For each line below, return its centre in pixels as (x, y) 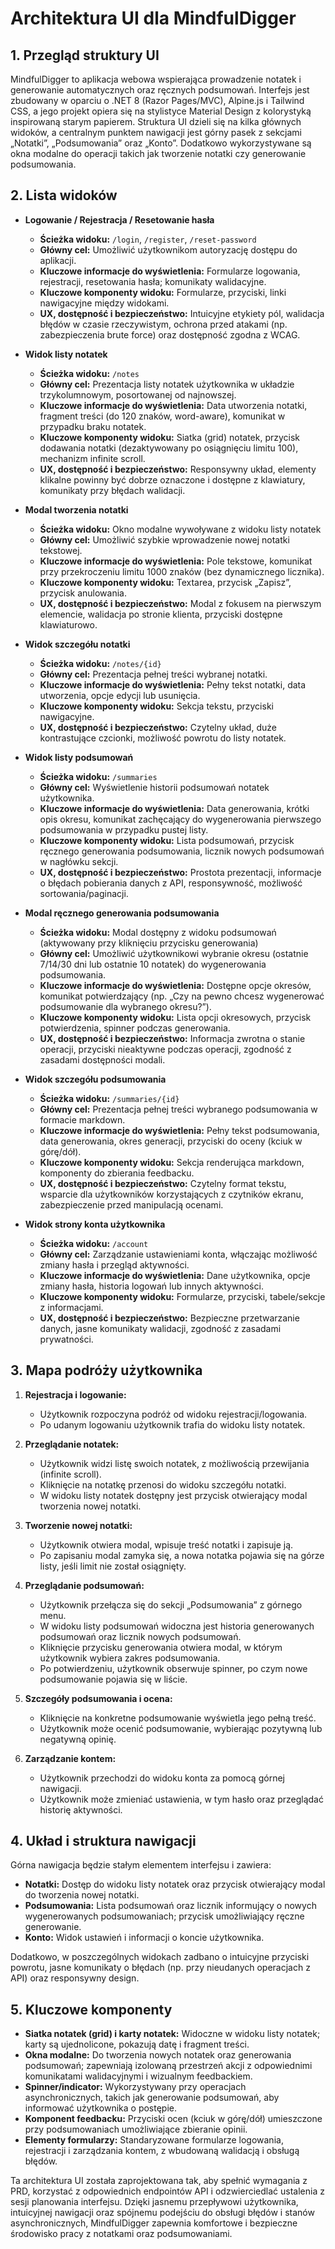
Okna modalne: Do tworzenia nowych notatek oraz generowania (158, 2055)
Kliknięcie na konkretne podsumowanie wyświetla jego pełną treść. (178, 1718)
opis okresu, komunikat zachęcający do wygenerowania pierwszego (180, 819)
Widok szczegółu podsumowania (95, 1079)
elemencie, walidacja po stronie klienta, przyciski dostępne (161, 614)
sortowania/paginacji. (84, 893)
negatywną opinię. (78, 1739)
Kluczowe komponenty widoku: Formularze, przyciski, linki (163, 292)
